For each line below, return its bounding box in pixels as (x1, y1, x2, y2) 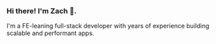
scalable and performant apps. (6, 29, 94, 37)
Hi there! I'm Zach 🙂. (6, 6, 77, 16)
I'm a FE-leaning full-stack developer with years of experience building (6, 22, 210, 30)
